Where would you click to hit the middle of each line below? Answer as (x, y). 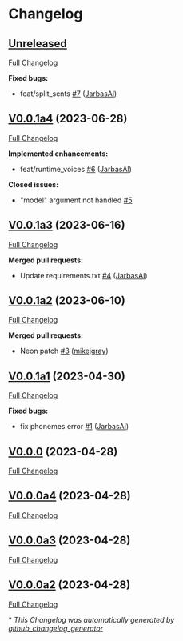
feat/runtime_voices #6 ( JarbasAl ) (76, 169)
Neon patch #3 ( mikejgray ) (64, 351)
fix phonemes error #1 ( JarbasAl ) (74, 427)
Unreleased (38, 44)
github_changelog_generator (56, 628)
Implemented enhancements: (58, 154)
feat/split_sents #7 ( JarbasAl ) (68, 94)
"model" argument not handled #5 (76, 200)
